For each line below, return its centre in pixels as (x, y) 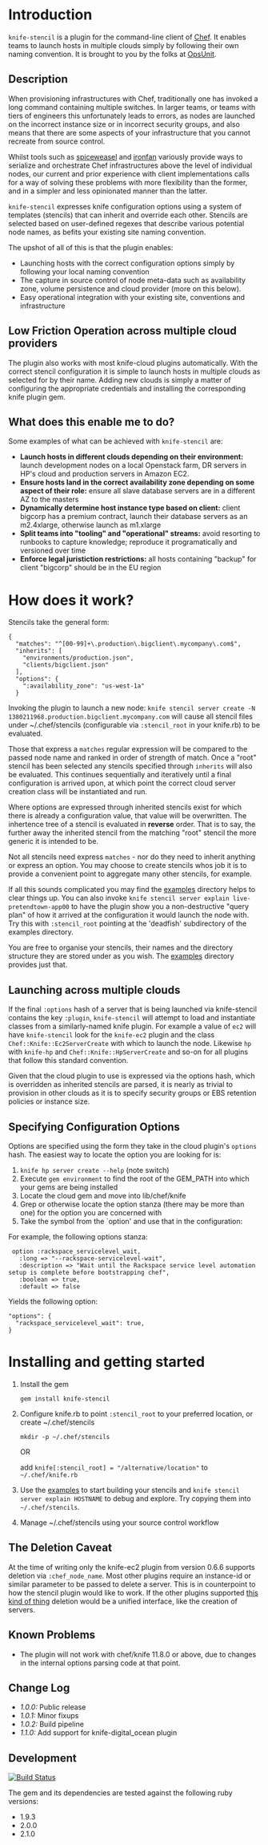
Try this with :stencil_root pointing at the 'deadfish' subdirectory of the (128, 923)
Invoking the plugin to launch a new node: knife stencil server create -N (132, 708)
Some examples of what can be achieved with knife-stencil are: (116, 441)
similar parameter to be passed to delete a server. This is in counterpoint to (132, 1584)
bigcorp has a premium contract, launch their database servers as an (134, 517)
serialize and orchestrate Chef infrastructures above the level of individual (130, 165)
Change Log (39, 1687)
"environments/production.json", (78, 658)
